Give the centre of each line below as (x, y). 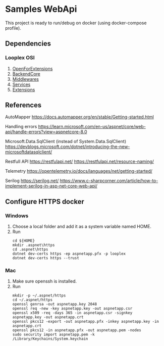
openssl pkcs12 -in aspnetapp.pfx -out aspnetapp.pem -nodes (77, 330)
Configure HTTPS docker (45, 201)
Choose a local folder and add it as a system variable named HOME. (82, 227)
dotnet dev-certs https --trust (46, 258)
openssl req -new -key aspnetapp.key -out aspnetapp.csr (72, 309)
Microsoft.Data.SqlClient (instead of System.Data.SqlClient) (66, 142)
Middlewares (26, 79)
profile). (13, 28)
